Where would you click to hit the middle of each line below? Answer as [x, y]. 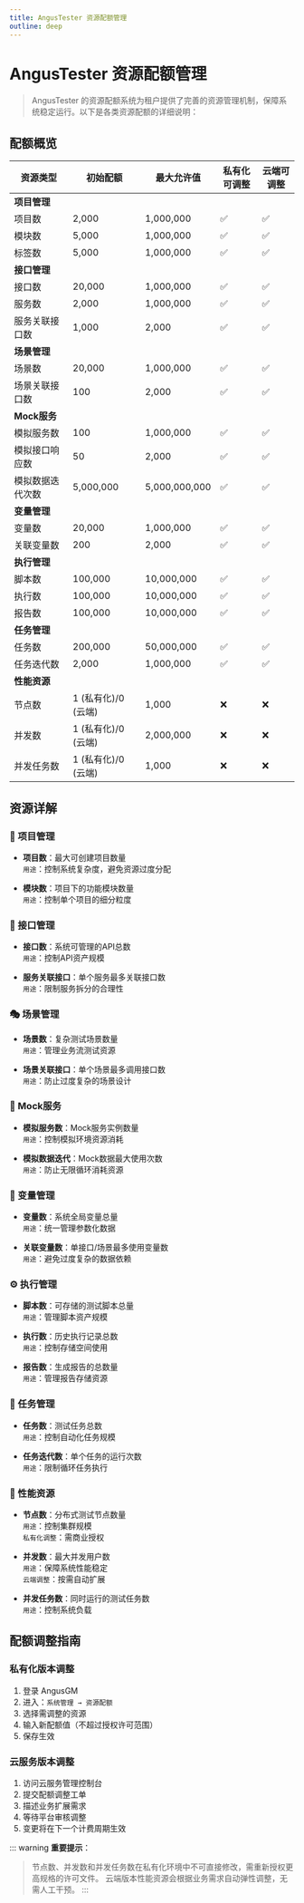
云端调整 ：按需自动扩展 [64, 1579]
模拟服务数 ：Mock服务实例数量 [81, 1127]
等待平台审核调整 [54, 1817]
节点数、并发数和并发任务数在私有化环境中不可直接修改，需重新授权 [158, 1867]
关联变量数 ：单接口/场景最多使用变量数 [95, 1248]
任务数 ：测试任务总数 [62, 1425]
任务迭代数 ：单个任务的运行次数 [82, 1456]
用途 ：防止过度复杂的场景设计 [77, 1080]
